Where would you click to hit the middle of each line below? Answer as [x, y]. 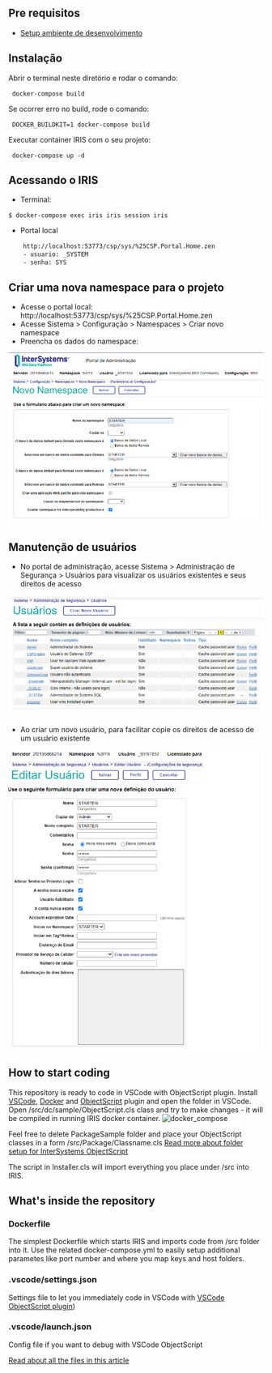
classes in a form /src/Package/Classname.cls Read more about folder [126, 1142]
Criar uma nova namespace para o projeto [116, 287]
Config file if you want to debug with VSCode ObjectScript [106, 1345]
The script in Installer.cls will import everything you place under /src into [129, 1166]
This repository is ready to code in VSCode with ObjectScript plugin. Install [133, 1092]
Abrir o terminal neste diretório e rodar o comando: [93, 78]
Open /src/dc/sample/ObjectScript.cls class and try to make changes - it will [136, 1110]
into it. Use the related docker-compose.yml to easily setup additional [124, 1250]
